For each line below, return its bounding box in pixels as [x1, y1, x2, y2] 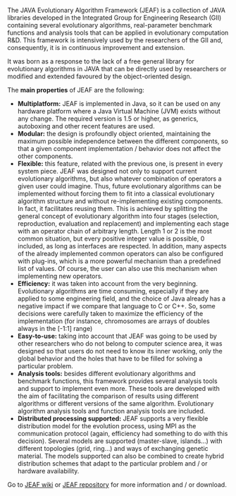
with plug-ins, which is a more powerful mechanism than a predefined [17, 257, 221, 265]
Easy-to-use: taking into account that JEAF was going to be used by [17, 332, 217, 340]
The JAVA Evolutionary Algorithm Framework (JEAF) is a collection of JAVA [7, 6, 225, 14]
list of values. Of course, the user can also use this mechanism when [17, 265, 218, 272]
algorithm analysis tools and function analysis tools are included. [17, 407, 206, 415]
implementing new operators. [17, 272, 104, 280]
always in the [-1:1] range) [17, 325, 93, 332]
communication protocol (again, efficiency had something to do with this [17, 430, 228, 437]
